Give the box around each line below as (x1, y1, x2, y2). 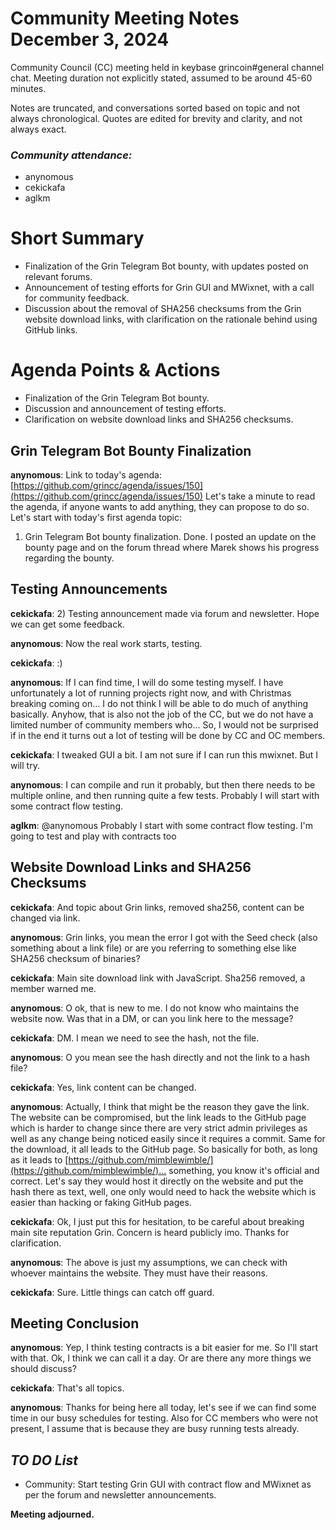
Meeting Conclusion (10, 1315, 140, 1332)
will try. (10, 759, 40, 771)
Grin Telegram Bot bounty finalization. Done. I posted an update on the (24, 530, 317, 542)
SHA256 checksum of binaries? (10, 952, 141, 964)
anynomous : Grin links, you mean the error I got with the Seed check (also (10, 931, 318, 943)
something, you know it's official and (168, 1164, 320, 1176)
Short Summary (10, 227, 145, 250)
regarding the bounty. (24, 552, 115, 564)
